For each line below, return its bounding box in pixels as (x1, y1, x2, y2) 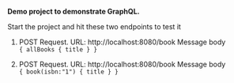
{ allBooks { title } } (18, 46, 98, 54)
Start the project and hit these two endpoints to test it (7, 22, 181, 31)
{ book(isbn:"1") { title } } (18, 68, 119, 76)
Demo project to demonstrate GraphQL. (7, 7, 140, 16)
